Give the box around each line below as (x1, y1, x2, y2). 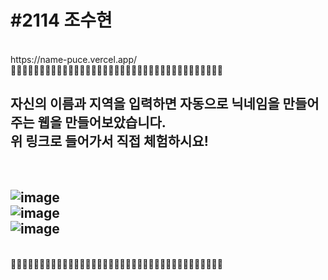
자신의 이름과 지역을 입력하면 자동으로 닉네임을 (10, 96, 280, 113)
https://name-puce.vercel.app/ (10, 53, 137, 65)
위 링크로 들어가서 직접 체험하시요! (10, 133, 209, 150)
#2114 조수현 (10, 9, 113, 32)
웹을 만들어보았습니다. (37, 114, 167, 131)
